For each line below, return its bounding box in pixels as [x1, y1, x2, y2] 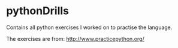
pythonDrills [6, 4, 70, 18]
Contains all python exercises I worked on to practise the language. [6, 24, 173, 31]
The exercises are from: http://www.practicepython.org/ [6, 35, 145, 42]
